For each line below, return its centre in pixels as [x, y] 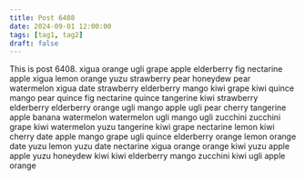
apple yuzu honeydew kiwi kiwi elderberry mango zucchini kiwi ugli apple [147, 156]
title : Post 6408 [42, 18]
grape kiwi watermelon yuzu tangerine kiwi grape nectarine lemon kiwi [142, 127]
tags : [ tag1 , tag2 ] [46, 35]
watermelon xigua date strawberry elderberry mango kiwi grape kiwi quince [152, 88]
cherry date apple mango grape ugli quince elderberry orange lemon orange [153, 136]
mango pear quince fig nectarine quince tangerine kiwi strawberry [134, 98]
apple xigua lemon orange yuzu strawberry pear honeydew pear [130, 79]
